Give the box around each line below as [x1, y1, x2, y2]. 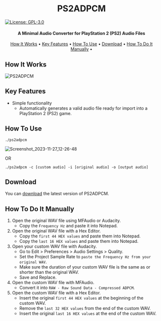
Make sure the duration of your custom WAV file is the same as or [19, 264, 151, 270]
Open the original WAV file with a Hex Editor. [12, 228, 101, 234]
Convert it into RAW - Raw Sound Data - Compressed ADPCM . [19, 285, 135, 291]
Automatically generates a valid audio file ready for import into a [19, 105, 148, 111]
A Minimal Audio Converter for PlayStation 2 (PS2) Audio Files [17, 30, 145, 36]
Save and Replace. [19, 274, 57, 280]
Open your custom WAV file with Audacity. [12, 243, 97, 250]
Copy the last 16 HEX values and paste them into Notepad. [19, 238, 139, 244]
